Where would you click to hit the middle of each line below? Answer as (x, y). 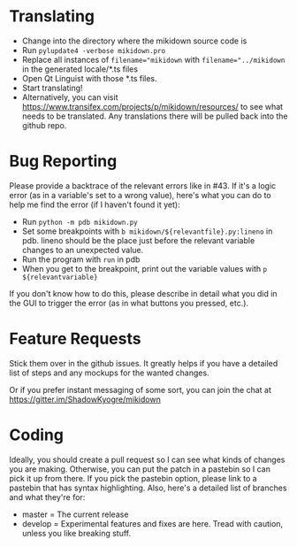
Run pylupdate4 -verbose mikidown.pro (94, 50)
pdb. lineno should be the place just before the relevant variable (138, 240)
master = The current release (75, 514)
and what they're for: (47, 497)
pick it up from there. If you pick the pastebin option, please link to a (133, 478)
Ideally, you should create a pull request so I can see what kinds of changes (147, 459)
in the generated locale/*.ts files (80, 69)
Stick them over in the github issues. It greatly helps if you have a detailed (144, 363)
